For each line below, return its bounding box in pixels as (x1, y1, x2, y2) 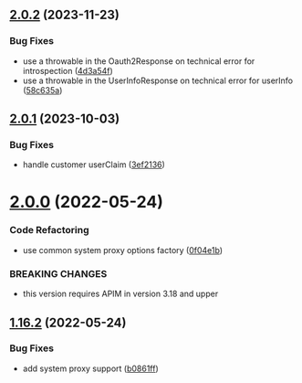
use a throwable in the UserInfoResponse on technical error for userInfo (22, 75, 294, 86)
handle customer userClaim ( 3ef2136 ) (22, 159, 166, 170)
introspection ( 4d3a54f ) (22, 65, 114, 76)
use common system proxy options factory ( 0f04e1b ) (22, 244, 224, 255)
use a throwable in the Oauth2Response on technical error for (22, 55, 255, 67)
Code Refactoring (9, 224, 89, 237)
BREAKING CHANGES (9, 267, 108, 280)
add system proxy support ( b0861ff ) (22, 363, 160, 374)
